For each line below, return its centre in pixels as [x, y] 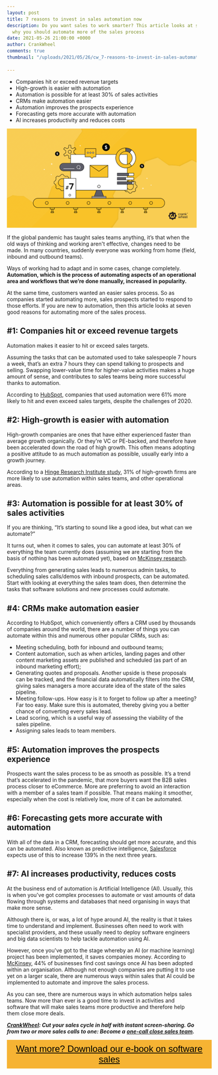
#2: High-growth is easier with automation [88, 420]
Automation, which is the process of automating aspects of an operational [101, 274]
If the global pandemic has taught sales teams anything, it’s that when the [98, 237]
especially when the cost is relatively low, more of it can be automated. [95, 799]
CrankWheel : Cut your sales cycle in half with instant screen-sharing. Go [101, 1025]
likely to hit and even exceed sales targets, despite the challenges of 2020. [100, 401]
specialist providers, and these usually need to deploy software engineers [98, 932]
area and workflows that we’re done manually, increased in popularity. [97, 281]
